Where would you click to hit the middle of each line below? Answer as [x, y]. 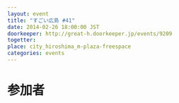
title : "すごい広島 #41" [41, 20]
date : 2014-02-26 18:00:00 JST [53, 27]
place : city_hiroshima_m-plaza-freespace [69, 47]
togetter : [22, 40]
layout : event [28, 14]
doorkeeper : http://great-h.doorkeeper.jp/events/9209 [90, 34]
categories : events [36, 54]
